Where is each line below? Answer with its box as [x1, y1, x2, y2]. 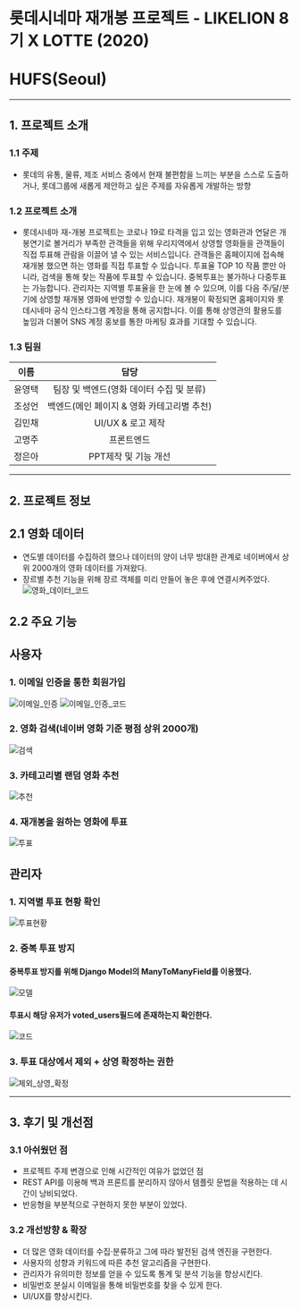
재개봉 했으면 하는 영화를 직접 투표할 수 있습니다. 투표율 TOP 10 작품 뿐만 [21, 260, 277, 271]
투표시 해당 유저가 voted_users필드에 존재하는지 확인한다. [9, 1010, 212, 1020]
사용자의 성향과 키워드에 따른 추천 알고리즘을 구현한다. [21, 1257, 212, 1268]
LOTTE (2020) [42, 30, 150, 51]
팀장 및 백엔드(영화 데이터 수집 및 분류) [53, 384, 207, 396]
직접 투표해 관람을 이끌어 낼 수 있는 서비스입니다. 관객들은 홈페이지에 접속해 [21, 249, 285, 259]
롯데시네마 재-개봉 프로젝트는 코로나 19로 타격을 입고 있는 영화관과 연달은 [21, 226, 278, 237]
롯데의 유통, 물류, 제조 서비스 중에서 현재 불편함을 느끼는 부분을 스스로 [21, 169, 265, 180]
